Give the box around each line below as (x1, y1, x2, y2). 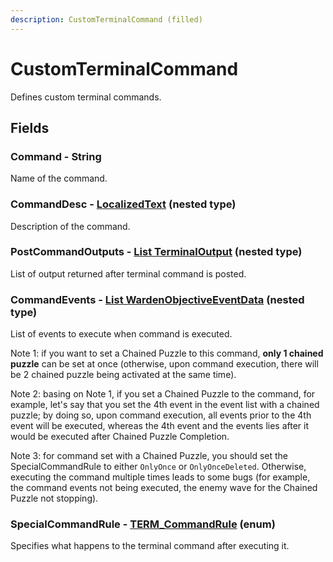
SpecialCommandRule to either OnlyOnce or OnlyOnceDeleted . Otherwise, (10, 461, 307, 473)
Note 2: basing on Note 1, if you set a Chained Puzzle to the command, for (10, 388, 316, 400)
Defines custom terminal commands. (10, 91, 162, 103)
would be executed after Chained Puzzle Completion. (10, 431, 230, 443)
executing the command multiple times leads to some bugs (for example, (10, 471, 311, 483)
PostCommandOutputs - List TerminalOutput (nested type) (10, 245, 303, 259)
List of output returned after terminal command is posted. (10, 267, 247, 280)
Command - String (10, 149, 102, 163)
